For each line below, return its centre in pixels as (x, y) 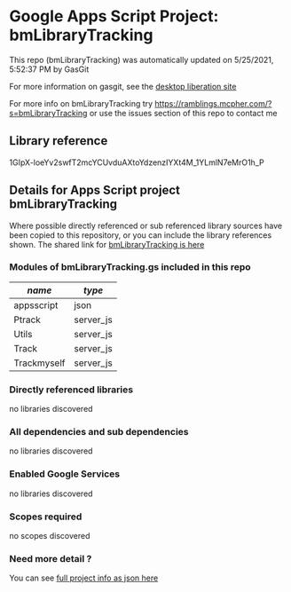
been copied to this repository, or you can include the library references (141, 235)
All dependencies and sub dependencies (99, 432)
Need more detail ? (51, 558)
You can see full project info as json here (84, 578)
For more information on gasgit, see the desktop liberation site (123, 86)
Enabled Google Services (65, 474)
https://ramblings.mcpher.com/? (213, 103)
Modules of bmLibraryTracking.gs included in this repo (130, 267)
